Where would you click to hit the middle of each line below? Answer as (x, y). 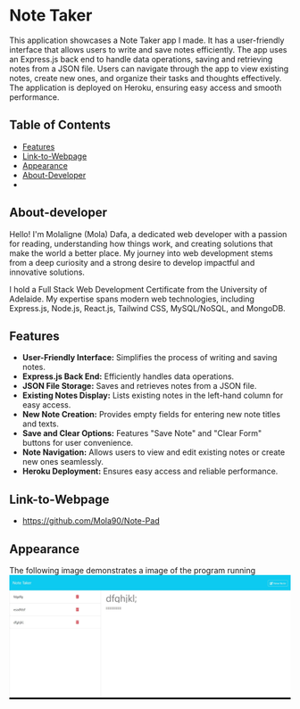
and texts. (41, 424)
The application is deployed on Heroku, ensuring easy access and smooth (146, 87)
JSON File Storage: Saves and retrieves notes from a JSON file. (139, 386)
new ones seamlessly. (63, 462)
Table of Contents (60, 125)
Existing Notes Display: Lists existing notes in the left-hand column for (153, 396)
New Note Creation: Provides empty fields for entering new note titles (151, 415)
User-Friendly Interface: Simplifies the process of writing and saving (150, 358)
